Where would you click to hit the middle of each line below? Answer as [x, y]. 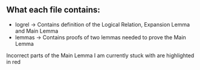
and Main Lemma [37, 31]
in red [14, 62]
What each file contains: [53, 10]
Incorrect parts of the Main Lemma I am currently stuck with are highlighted [100, 55]
